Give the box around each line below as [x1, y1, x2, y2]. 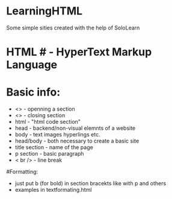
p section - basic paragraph [14, 150, 84, 158]
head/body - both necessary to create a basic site [14, 137, 140, 145]
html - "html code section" [14, 118, 81, 126]
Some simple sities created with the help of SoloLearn [6, 24, 140, 31]
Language [6, 58, 58, 72]
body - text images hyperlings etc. [14, 131, 100, 138]
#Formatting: [6, 168, 38, 176]
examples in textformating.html [14, 186, 92, 194]
